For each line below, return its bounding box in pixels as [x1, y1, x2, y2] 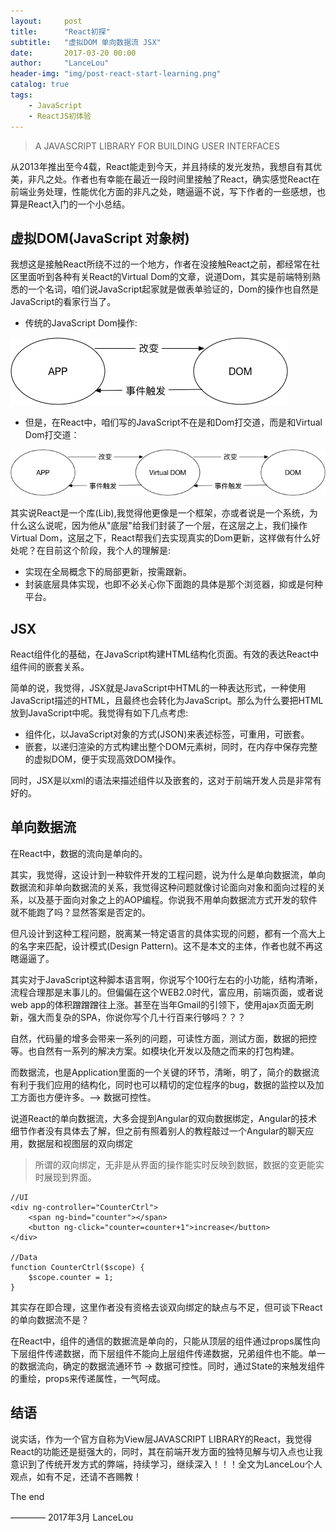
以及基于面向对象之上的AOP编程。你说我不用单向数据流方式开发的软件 [27, 893, 318, 905]
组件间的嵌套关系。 [10, 660, 90, 672]
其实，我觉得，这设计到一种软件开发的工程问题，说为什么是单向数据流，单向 [10, 868, 326, 880]
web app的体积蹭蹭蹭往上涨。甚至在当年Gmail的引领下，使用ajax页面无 [10, 998, 305, 1010]
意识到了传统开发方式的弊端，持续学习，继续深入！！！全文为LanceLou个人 [10, 1458, 323, 1470]
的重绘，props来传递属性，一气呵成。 [10, 1372, 166, 1384]
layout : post [10, 16, 83, 26]
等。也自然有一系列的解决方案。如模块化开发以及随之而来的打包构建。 [10, 1045, 300, 1057]
